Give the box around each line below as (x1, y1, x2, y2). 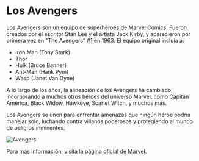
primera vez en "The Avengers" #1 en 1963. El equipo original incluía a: (6, 37, 184, 44)
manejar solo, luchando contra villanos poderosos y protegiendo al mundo (6, 117, 194, 125)
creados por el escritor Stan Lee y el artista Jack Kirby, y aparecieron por (6, 30, 191, 37)
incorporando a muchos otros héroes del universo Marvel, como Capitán (6, 93, 189, 100)
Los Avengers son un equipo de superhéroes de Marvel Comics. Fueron (6, 24, 187, 31)
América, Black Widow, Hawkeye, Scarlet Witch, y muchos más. (6, 99, 167, 107)
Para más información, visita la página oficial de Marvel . (6, 148, 147, 155)
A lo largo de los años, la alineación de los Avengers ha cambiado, (6, 86, 173, 93)
